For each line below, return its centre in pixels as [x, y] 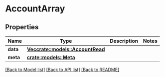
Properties [22, 27]
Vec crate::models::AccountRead [66, 49]
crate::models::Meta [51, 57]
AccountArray [35, 9]
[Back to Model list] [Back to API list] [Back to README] [62, 70]
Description [124, 41]
